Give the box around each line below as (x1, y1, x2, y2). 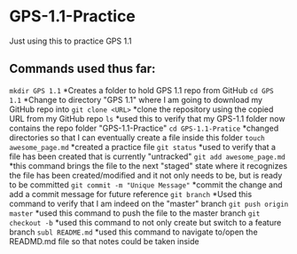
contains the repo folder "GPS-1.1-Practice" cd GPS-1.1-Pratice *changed (9, 123, 279, 133)
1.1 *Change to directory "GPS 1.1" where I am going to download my (9, 94, 263, 105)
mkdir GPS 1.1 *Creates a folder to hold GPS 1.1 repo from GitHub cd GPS (9, 84, 274, 95)
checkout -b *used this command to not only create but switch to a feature (9, 217, 282, 227)
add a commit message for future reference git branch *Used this (9, 188, 253, 199)
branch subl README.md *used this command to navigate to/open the (9, 226, 259, 237)
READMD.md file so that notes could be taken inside (9, 235, 199, 246)
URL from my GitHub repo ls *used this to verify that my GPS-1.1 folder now (9, 113, 285, 123)
